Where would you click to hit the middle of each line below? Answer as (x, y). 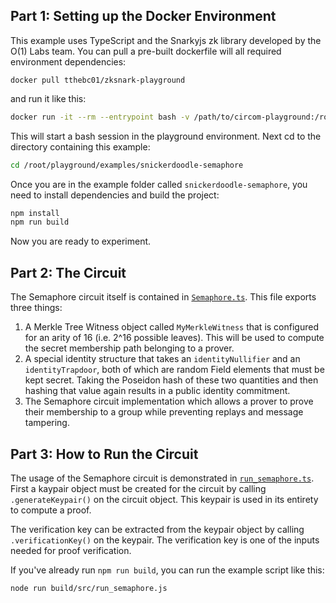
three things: (36, 308)
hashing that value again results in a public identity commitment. (157, 391)
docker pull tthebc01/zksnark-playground (98, 80)
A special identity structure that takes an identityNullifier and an (162, 359)
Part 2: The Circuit (68, 272)
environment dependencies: (68, 61)
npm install (35, 213)
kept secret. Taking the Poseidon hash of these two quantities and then (171, 380)
